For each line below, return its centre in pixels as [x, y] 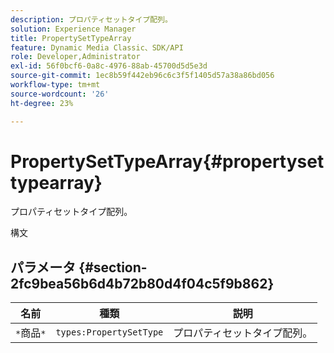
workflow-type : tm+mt [55, 85]
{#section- [113, 267]
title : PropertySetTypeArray [71, 38]
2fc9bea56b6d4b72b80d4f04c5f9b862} [142, 283]
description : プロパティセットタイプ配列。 [91, 19]
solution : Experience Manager [73, 29]
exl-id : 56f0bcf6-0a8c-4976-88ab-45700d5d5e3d [109, 66]
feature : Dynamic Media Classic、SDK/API [97, 47]
